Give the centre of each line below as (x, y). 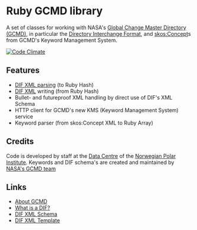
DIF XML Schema (36, 214)
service (24, 116)
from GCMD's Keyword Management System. (62, 40)
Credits (20, 142)
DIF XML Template (37, 220)
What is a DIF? (32, 208)
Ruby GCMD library (54, 11)
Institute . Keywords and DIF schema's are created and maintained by (90, 162)
